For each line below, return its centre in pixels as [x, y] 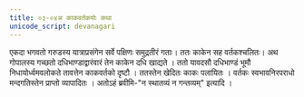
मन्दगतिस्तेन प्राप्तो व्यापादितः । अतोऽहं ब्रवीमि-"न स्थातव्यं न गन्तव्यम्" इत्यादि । [121, 82]
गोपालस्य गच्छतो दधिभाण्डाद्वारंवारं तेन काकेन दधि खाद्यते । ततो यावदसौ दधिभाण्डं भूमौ [130, 62]
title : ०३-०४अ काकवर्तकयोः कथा [60, 18]
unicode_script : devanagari [63, 26]
